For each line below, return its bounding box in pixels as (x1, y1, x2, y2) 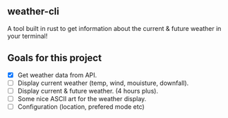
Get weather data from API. (17, 70, 97, 79)
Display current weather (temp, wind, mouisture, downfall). (17, 79, 189, 87)
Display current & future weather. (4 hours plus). (17, 86, 159, 95)
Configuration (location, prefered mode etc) (17, 102, 145, 111)
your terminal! (7, 32, 48, 40)
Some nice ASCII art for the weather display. (17, 94, 147, 103)
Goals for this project (7, 52, 102, 64)
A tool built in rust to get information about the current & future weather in (7, 24, 222, 32)
